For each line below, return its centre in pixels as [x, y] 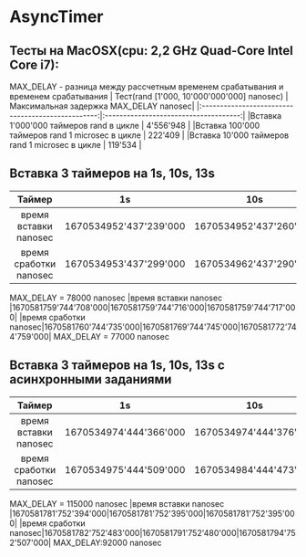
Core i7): [34, 64]
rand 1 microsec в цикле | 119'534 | [76, 145]
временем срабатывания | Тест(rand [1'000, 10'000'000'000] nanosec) [147, 96]
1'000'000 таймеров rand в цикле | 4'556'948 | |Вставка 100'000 [135, 126]
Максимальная [39, 106]
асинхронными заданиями [91, 379]
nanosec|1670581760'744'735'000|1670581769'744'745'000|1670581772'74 [153, 327]
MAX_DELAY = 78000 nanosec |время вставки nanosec [116, 298]
